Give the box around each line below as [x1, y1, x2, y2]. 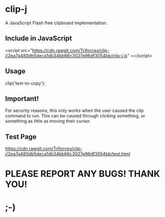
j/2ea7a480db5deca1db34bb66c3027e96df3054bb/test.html [5, 151, 131, 157]
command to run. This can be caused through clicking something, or [5, 113, 146, 119]
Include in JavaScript [5, 34, 72, 43]
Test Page [5, 132, 37, 141]
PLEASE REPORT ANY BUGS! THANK [5, 168, 161, 179]
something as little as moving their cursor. [5, 118, 91, 124]
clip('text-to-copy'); [5, 80, 46, 86]
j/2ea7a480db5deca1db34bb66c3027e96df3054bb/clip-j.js [5, 53, 128, 58]
